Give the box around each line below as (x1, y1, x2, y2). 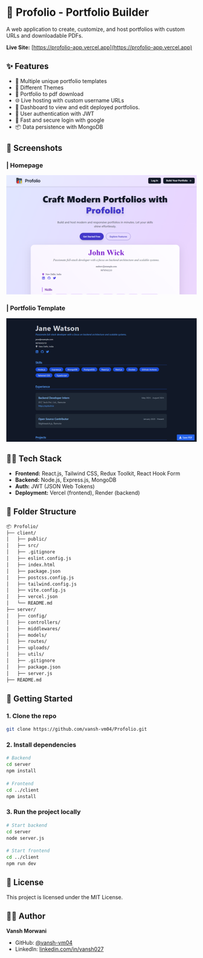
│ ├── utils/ (6, 651, 45, 657)
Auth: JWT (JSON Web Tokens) (14, 482, 95, 490)
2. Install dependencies (6, 740, 77, 749)
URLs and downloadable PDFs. (6, 32, 83, 39)
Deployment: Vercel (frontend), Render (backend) (14, 489, 140, 496)
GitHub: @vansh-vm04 (14, 939, 73, 946)
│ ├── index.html (6, 562, 56, 568)
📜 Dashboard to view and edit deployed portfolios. (14, 103, 140, 111)
